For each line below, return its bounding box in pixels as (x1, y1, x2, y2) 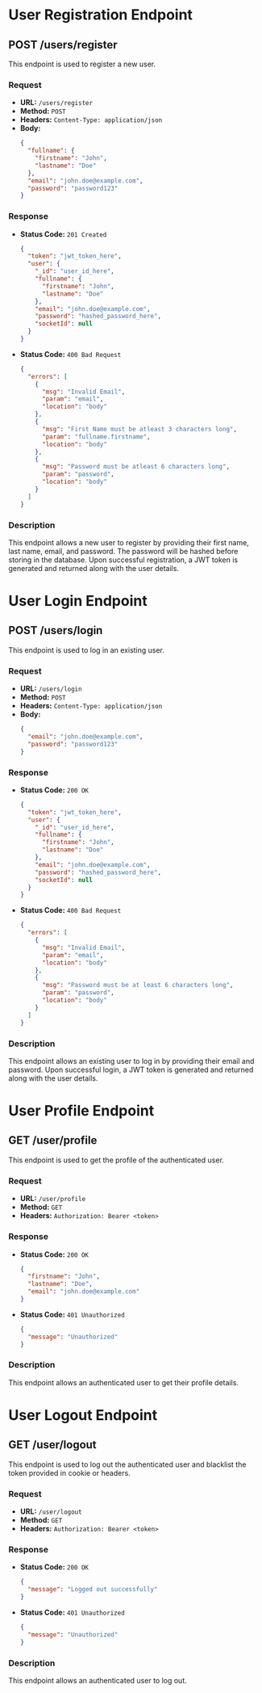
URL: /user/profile (19, 1194, 86, 1204)
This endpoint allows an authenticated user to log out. (8, 1675, 187, 1685)
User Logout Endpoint (8, 1405, 158, 1424)
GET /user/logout (8, 1438, 97, 1451)
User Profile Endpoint (8, 1102, 155, 1120)
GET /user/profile (8, 1133, 98, 1148)
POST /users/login (8, 624, 103, 637)
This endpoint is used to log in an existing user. (8, 645, 165, 655)
